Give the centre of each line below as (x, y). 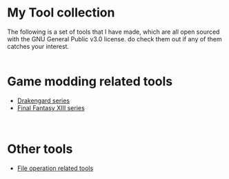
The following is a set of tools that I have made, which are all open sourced (113, 32)
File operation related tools (55, 168)
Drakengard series (43, 101)
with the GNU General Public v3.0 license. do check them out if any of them (114, 39)
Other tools (40, 149)
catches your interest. (38, 46)
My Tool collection (61, 13)
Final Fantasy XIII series (51, 107)
